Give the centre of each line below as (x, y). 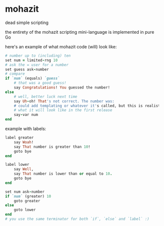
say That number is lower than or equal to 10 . (63, 174)
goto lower (25, 210)
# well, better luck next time (46, 96)
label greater (20, 138)
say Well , (24, 169)
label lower (17, 165)
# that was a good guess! (40, 83)
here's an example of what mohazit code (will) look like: (61, 46)
